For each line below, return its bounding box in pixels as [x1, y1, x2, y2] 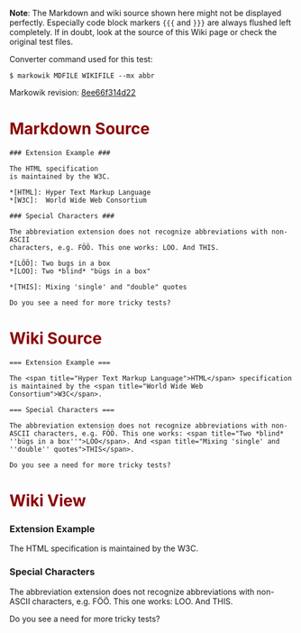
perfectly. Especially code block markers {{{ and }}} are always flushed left [9, 17, 291, 28]
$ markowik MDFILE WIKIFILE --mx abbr [9, 71, 155, 80]
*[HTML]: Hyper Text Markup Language [9, 188, 151, 197]
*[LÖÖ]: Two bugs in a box [9, 259, 111, 268]
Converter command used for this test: [9, 54, 153, 64]
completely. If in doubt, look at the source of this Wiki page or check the [9, 27, 278, 37]
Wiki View [9, 491, 87, 511]
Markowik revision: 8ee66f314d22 [9, 87, 137, 97]
